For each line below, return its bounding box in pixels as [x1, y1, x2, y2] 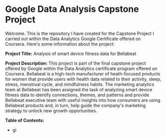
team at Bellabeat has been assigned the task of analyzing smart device [5, 86, 153, 92]
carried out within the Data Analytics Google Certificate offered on [5, 36, 141, 42]
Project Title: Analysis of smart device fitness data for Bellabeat [5, 51, 137, 57]
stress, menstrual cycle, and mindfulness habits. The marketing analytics [5, 81, 155, 87]
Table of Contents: [5, 117, 45, 123]
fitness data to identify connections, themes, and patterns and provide [5, 92, 150, 98]
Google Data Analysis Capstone [5, 3, 139, 15]
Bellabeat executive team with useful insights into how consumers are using [5, 97, 161, 103]
